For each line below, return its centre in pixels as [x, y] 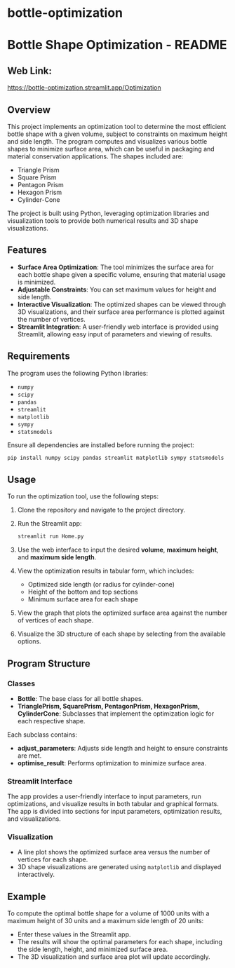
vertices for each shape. [53, 859]
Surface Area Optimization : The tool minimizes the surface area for [115, 267]
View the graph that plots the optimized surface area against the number [122, 613]
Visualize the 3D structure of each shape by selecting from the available [121, 634]
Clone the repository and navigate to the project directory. [101, 510]
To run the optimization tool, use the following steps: [83, 496]
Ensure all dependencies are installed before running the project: [101, 445]
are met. [29, 756]
